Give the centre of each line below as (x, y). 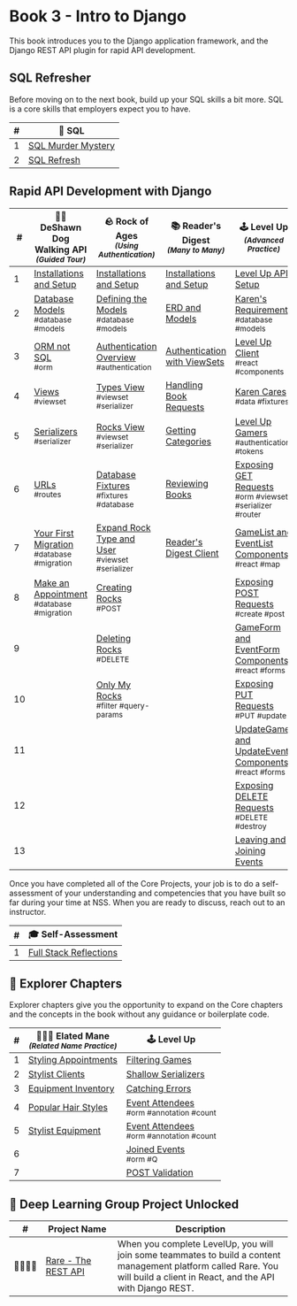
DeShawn (61, 227)
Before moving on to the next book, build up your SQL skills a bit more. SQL (147, 99)
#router (248, 514)
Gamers (251, 433)
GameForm (258, 627)
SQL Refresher (50, 78)
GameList (255, 532)
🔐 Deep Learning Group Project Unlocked (124, 1204)
